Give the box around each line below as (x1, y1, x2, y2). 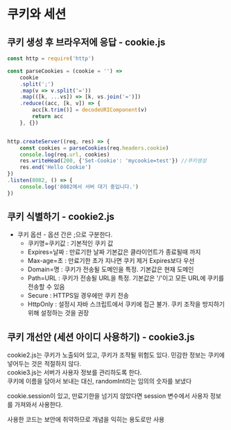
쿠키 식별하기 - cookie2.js (7, 211, 114, 223)
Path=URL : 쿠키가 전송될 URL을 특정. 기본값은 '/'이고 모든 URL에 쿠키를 (27, 274, 224, 282)
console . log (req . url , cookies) (19, 151, 110, 158)
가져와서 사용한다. (14, 401, 63, 409)
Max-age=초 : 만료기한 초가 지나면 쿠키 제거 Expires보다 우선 (27, 257, 195, 265)
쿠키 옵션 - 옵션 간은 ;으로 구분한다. (17, 230, 113, 239)
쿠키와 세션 (7, 6, 67, 22)
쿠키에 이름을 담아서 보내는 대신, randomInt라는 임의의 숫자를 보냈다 (7, 377, 192, 385)
